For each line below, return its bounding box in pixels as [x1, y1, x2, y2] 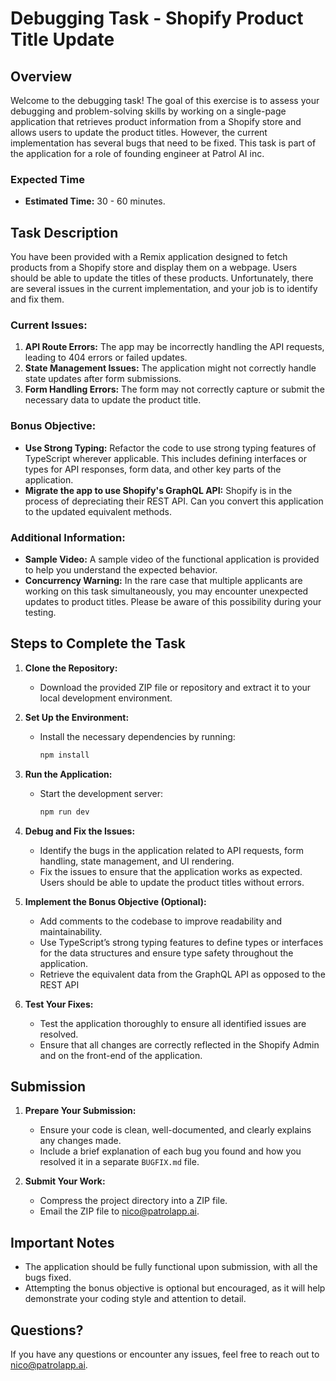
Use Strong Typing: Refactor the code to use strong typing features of [24, 442, 317, 454]
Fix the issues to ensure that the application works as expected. [39, 865, 303, 877]
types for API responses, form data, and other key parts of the [24, 463, 282, 475]
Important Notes [10, 1234, 115, 1251]
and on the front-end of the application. [39, 1049, 203, 1061]
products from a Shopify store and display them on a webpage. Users [10, 262, 298, 274]
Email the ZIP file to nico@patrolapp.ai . [39, 1205, 200, 1217]
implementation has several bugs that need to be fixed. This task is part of [10, 137, 317, 149]
